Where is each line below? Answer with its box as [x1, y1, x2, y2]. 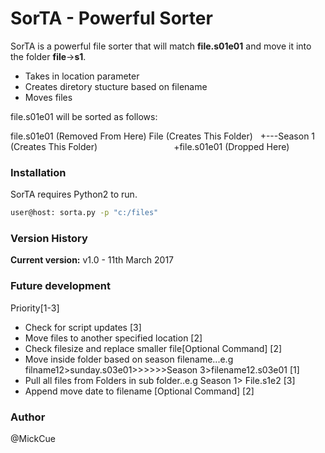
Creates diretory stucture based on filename [24, 80, 208, 92]
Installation [10, 165, 67, 179]
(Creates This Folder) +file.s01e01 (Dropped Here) [10, 140, 290, 152]
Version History [10, 232, 88, 246]
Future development [10, 279, 111, 293]
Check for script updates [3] [24, 321, 142, 333]
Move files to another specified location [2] [24, 332, 203, 344]
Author [10, 410, 46, 424]
